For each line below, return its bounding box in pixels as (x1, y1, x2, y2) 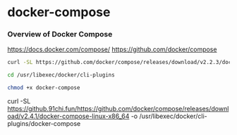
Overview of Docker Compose (7, 30, 113, 39)
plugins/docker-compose (7, 120, 81, 128)
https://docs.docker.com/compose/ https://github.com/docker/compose (7, 45, 217, 53)
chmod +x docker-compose (7, 84, 80, 91)
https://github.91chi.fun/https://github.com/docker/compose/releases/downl (7, 105, 229, 113)
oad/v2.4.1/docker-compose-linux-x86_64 (7, 112, 130, 120)
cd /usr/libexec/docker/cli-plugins (7, 72, 115, 79)
